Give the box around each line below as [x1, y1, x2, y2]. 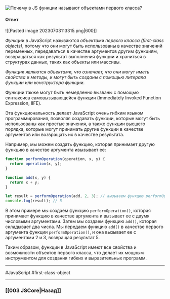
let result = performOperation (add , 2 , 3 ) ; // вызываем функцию [5, 194, 144, 199]
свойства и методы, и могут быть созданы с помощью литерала [5, 74, 146, 81]
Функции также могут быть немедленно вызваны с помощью [5, 89, 139, 96]
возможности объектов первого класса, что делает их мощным [5, 250, 144, 256]
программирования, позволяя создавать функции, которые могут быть [5, 116, 160, 122]
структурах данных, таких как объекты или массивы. [5, 59, 121, 65]
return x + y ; [10, 180, 39, 185]
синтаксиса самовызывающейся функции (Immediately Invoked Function [5, 95, 161, 101]
